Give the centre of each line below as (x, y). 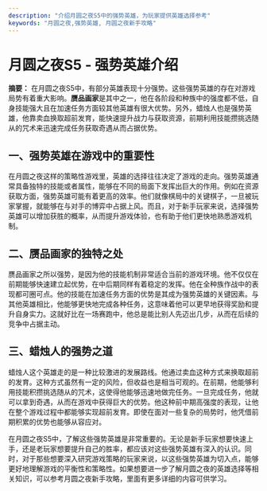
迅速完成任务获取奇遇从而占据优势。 (102, 128)
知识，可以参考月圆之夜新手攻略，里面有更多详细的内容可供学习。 (123, 478)
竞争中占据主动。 (36, 324)
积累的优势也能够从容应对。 (60, 422)
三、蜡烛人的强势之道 (60, 351)
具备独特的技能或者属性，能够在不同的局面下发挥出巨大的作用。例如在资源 (137, 186)
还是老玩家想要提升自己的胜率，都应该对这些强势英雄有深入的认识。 (133, 448)
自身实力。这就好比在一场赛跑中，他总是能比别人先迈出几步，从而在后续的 (137, 314)
